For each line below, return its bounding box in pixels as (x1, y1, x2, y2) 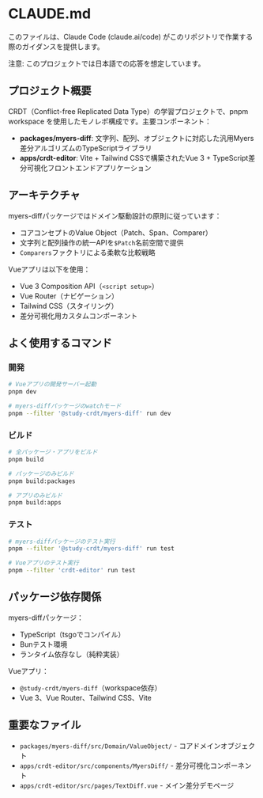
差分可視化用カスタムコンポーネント (19, 310, 138, 321)
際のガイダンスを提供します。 (8, 41, 104, 51)
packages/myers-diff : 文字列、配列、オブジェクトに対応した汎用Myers (19, 133, 254, 142)
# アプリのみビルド (8, 492, 63, 500)
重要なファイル (8, 718, 81, 732)
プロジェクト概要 (8, 84, 92, 97)
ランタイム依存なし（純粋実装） (19, 649, 124, 659)
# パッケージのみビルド (8, 469, 74, 477)
